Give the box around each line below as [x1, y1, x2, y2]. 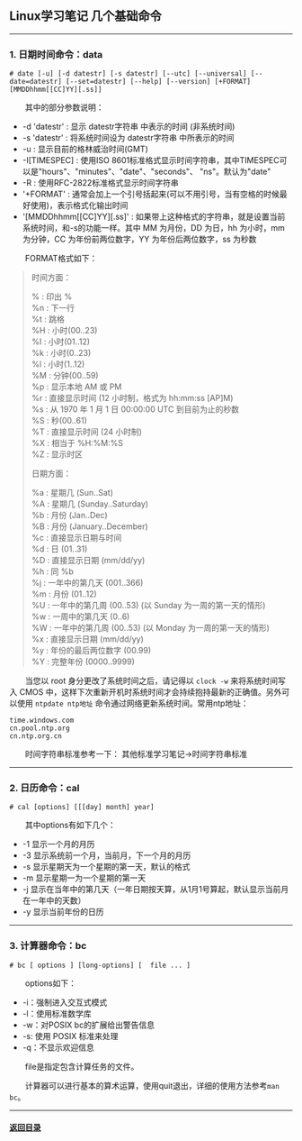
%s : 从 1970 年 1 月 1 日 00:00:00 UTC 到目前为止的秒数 [31, 404, 240, 415]
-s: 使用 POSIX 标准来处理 [22, 1030, 119, 1041]
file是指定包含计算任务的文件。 [25, 1061, 139, 1072]
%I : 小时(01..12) [31, 336, 91, 347]
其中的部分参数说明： [25, 102, 104, 113]
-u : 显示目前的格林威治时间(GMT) [22, 143, 148, 155]
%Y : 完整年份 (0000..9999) [31, 656, 135, 667]
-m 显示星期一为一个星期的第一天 [22, 872, 147, 883]
